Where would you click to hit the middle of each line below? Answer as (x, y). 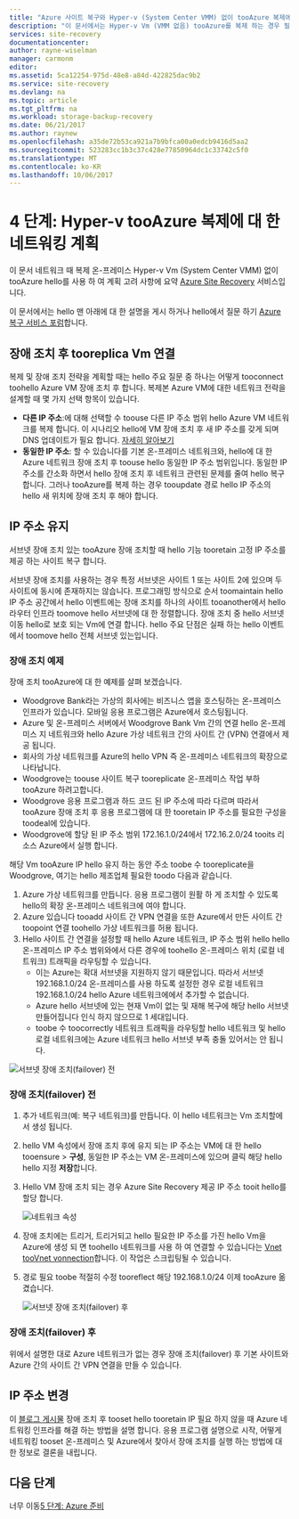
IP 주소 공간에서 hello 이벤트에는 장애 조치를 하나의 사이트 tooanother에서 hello (148, 601)
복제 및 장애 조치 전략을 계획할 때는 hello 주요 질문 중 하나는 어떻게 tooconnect (146, 376)
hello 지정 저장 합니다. (60, 1168)
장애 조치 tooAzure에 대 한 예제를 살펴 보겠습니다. (96, 682)
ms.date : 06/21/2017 (48, 126)
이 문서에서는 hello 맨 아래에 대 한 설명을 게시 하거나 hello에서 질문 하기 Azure (145, 312)
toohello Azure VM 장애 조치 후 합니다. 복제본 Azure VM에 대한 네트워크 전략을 (148, 388)
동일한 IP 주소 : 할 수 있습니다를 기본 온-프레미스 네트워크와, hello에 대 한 (147, 451)
